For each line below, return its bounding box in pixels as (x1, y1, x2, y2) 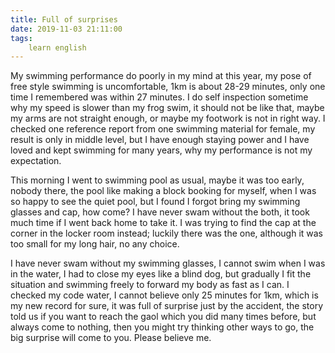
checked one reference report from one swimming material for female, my (10, 123, 316, 135)
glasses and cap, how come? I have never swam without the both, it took (10, 206, 310, 218)
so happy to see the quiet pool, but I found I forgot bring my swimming (10, 196, 301, 208)
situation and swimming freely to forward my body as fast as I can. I (10, 279, 290, 291)
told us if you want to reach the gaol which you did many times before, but (10, 311, 317, 323)
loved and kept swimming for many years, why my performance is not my (10, 144, 313, 156)
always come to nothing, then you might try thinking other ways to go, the (10, 321, 315, 333)
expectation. (10, 155, 62, 167)
